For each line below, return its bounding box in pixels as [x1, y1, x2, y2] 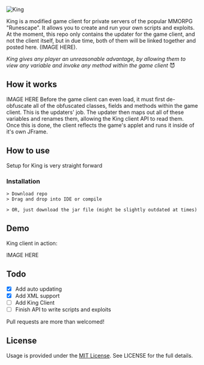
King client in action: [6, 239, 58, 247]
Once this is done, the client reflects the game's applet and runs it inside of [6, 121, 195, 129]
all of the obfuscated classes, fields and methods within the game [33, 102, 199, 109]
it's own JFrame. [6, 128, 48, 135]
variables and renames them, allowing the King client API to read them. [6, 115, 184, 122]
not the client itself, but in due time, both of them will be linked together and [6, 37, 196, 44]
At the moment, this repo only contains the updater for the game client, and [6, 30, 195, 38]
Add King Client [15, 299, 55, 306]
